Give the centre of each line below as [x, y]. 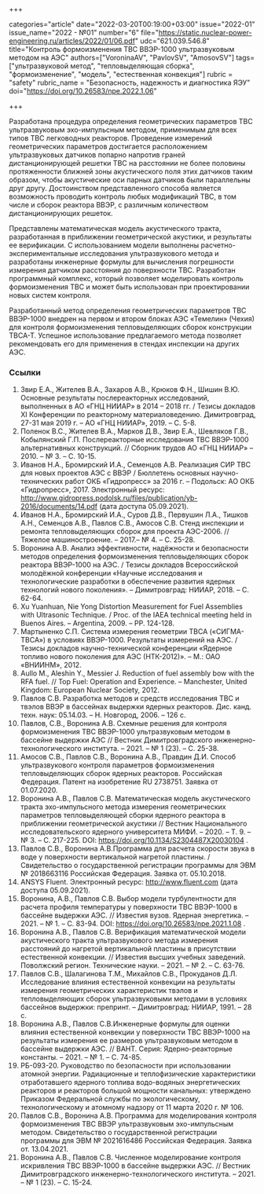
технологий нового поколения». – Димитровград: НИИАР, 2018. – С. [135, 590]
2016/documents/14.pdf [59, 507]
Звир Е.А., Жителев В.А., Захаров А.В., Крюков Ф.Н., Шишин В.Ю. [130, 390]
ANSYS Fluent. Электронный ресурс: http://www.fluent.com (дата [129, 882]
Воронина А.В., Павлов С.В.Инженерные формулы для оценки [125, 1024]
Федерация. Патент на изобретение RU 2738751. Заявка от [119, 782]
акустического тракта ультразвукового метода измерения [119, 940]
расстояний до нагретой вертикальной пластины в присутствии [128, 949]
